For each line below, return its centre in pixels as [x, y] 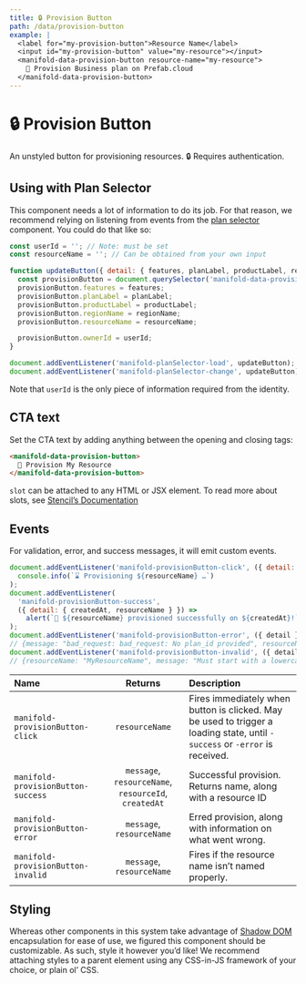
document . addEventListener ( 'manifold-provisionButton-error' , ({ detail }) [156, 635]
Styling [31, 910]
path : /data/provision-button [67, 26]
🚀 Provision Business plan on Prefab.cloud [110, 69]
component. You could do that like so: [81, 230]
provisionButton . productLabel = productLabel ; [107, 305]
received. [209, 755]
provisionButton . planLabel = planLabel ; [95, 296]
